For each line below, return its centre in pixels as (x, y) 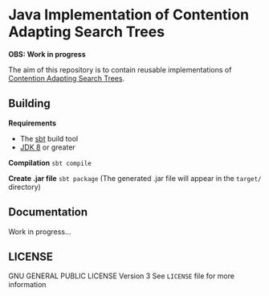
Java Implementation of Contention (129, 15)
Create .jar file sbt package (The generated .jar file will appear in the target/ (135, 178)
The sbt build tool (49, 138)
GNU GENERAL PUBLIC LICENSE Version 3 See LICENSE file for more (122, 276)
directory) (25, 187)
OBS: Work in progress (47, 54)
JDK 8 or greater (48, 147)
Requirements (33, 123)
